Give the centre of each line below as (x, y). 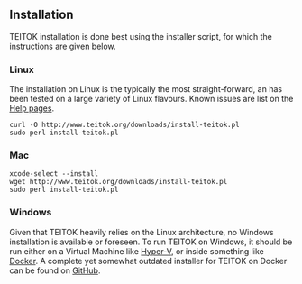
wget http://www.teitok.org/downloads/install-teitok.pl (119, 182)
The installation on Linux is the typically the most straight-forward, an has (146, 89)
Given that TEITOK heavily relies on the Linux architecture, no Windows (142, 232)
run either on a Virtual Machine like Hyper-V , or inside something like (137, 251)
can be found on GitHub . (55, 270)
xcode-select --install (54, 174)
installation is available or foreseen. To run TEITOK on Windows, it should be (151, 242)
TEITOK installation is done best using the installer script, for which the (141, 36)
